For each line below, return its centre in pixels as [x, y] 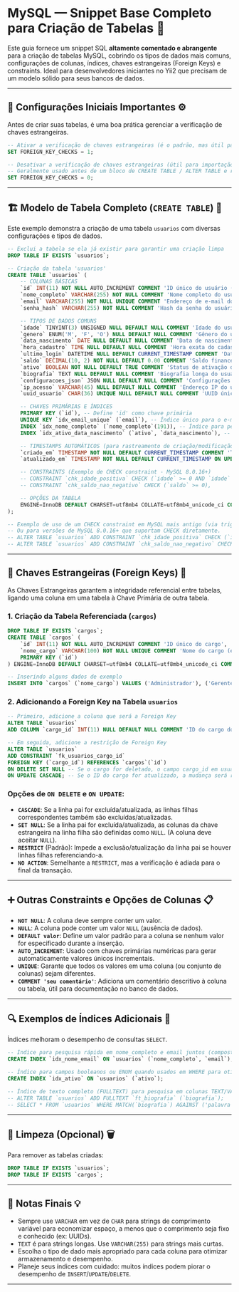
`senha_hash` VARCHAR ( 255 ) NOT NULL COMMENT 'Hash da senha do [116, 308]
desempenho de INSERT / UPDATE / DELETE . [74, 1273]
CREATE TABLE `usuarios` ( [47, 275]
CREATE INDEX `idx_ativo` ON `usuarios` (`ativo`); [85, 1078]
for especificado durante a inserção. [71, 943]
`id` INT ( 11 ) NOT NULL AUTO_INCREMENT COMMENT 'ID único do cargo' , [124, 644]
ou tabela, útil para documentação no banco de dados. [98, 989]
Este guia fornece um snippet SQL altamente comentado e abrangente [112, 48]
